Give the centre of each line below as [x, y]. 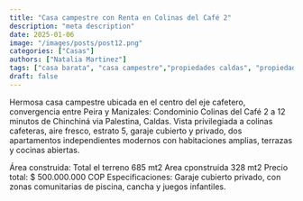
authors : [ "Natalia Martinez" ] [68, 59]
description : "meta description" [72, 26]
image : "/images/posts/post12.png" [76, 43]
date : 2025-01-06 [42, 34]
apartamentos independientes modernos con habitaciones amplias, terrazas [151, 140]
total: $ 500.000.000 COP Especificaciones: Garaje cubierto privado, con [145, 177]
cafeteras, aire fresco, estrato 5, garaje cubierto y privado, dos [126, 131]
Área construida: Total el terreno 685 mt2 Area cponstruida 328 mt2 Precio [149, 167]
